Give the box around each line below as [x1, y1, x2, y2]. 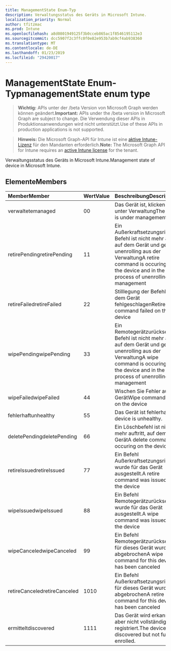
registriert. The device [114, 624, 166, 632]
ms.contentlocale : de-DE [5, 45, 58, 51]
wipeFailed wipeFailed [8, 394, 60, 401]
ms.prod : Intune [5, 27, 40, 32]
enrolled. [114, 637, 136, 644]
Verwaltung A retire [114, 254, 160, 261]
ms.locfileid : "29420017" [5, 55, 60, 60]
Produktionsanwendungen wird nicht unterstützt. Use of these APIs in [17, 121, 163, 127]
